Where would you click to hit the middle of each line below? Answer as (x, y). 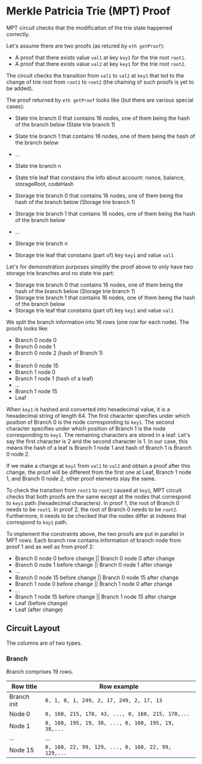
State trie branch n (38, 166)
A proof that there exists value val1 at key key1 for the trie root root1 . (100, 57)
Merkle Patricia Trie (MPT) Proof (88, 11)
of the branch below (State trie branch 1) (65, 124)
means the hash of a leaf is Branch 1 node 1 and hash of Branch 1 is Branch (99, 447)
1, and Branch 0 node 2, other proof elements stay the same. (81, 478)
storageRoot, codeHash (44, 184)
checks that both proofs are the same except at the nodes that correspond (99, 496)
